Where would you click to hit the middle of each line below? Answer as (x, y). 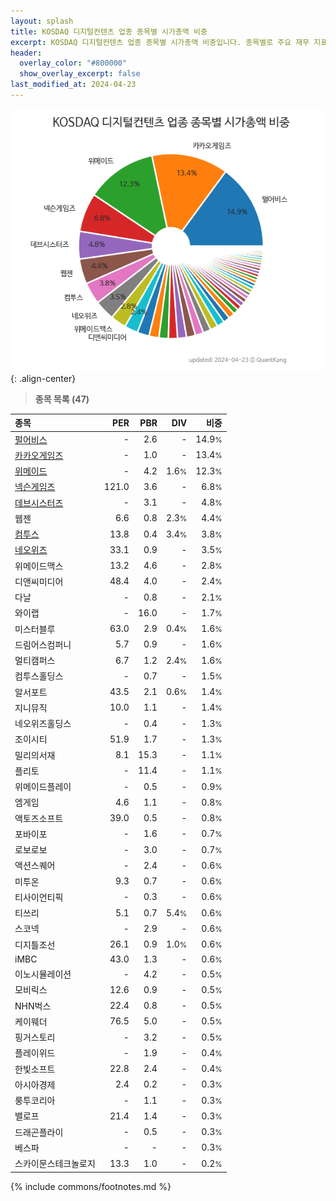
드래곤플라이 (39, 1132)
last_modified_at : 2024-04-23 (73, 85)
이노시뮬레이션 (43, 974)
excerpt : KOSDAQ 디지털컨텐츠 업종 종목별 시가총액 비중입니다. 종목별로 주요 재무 (160, 42)
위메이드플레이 (43, 787)
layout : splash (42, 21)
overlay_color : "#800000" (73, 63)
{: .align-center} (43, 378)
